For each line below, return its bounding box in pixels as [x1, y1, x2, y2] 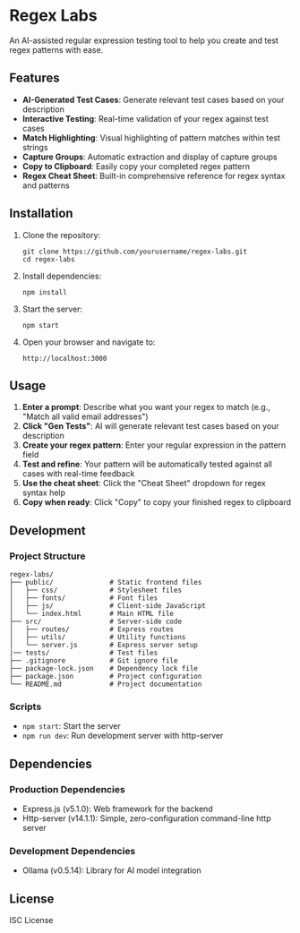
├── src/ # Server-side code [9, 617, 182, 627]
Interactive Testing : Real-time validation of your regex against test [21, 113, 269, 124]
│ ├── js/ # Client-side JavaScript [9, 602, 206, 611]
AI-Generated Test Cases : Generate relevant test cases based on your [21, 94, 285, 105]
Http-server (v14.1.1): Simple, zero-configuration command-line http [21, 813, 271, 824]
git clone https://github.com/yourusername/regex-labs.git [21, 247, 248, 256]
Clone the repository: [21, 229, 101, 240]
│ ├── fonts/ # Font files [9, 594, 159, 603]
